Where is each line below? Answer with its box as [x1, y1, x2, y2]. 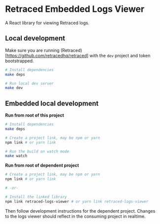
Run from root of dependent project [5, 162, 79, 169]
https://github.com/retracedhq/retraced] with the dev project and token [6, 52, 151, 58]
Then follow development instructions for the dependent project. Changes [5, 208, 156, 214]
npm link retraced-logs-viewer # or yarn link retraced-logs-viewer [5, 199, 149, 204]
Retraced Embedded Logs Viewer [5, 3, 145, 15]
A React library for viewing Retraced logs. [5, 20, 90, 26]
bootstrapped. [5, 58, 34, 64]
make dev [5, 86, 23, 90]
